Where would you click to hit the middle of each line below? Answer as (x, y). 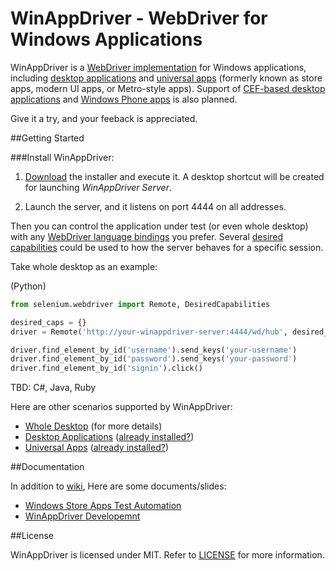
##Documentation (47, 467)
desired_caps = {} (48, 322)
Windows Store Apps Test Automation (103, 506)
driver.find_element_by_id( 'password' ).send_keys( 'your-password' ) (154, 359)
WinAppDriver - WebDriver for (139, 18)
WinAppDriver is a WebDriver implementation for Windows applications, (158, 67)
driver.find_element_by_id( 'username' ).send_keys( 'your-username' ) (154, 350)
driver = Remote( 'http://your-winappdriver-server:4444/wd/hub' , (149, 332)
